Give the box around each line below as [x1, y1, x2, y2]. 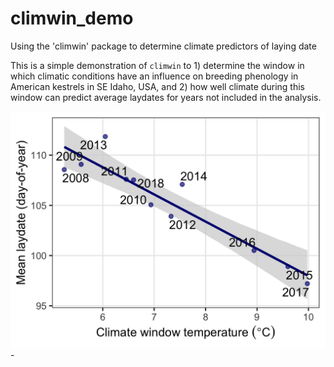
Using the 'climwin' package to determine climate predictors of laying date [10, 40, 317, 52]
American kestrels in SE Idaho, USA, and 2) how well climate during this [10, 80, 305, 92]
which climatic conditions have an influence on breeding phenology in [10, 70, 299, 82]
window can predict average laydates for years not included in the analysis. [10, 91, 322, 103]
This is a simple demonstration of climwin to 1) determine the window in [10, 59, 305, 71]
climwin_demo [10, 7, 134, 30]
